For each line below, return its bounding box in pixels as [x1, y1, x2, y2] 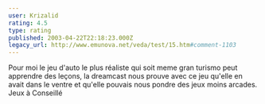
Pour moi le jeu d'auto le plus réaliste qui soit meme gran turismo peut [8, 63, 238, 72]
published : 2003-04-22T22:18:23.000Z [8, 33, 134, 42]
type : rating [8, 26, 52, 34]
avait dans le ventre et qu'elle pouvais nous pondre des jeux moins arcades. [8, 80, 258, 90]
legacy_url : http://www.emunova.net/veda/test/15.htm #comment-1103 [8, 41, 237, 49]
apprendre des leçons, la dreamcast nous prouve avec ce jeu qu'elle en [8, 71, 243, 81]
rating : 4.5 [8, 19, 48, 27]
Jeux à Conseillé [8, 88, 63, 98]
